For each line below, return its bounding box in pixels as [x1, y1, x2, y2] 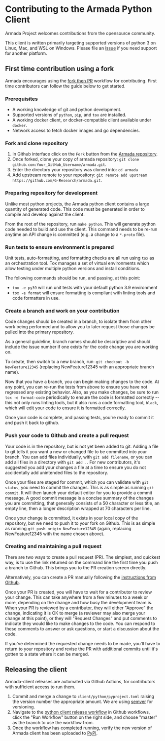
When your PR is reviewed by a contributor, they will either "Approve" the [5, 605, 154, 611]
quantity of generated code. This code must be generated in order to [5, 206, 145, 212]
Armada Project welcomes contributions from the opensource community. [5, 30, 156, 36]
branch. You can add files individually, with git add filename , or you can [5, 454, 153, 460]
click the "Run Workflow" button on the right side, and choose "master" [12, 714, 158, 720]
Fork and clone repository [5, 140, 68, 147]
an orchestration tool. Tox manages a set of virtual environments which [5, 260, 149, 266]
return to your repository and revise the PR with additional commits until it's [5, 646, 158, 652]
